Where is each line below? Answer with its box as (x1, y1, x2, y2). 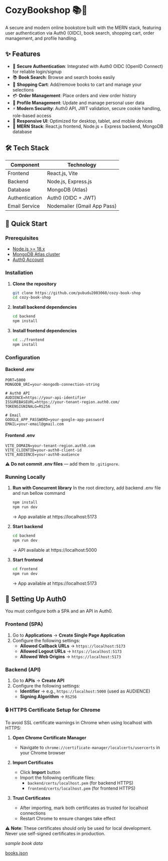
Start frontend (12, 557, 43, 563)
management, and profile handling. (5, 35, 78, 41)
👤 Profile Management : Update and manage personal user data (12, 100, 144, 106)
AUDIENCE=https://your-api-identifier (5, 395, 86, 400)
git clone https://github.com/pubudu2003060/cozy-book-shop (12, 290, 141, 295)
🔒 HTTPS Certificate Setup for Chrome (5, 707, 101, 713)
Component (11, 161, 40, 168)
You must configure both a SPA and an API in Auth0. (5, 608, 113, 614)
